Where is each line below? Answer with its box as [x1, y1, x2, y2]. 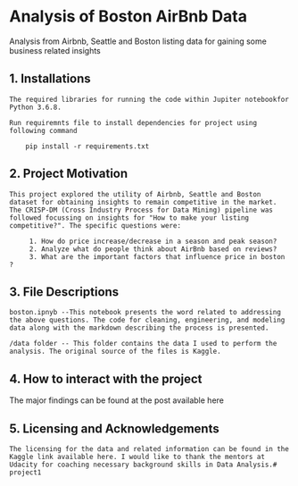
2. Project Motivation [9, 166, 128, 181]
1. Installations [9, 71, 91, 87]
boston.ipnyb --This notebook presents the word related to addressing [9, 308, 281, 317]
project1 [9, 468, 42, 477]
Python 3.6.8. [9, 103, 62, 112]
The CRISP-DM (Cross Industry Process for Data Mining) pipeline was [9, 205, 274, 214]
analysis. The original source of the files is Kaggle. [9, 347, 221, 356]
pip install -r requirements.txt [25, 141, 150, 151]
